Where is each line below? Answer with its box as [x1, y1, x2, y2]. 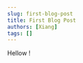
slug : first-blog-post [7, 10, 73, 17]
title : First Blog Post [7, 17, 77, 24]
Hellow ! [7, 49, 31, 57]
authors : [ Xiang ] [7, 23, 58, 30]
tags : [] [7, 29, 33, 37]
